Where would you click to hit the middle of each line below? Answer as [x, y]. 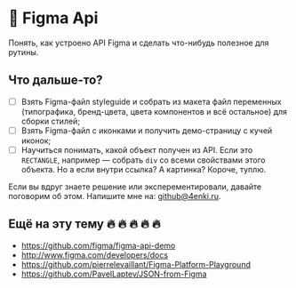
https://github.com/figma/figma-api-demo [98, 245]
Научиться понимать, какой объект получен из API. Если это [137, 149]
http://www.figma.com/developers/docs [95, 255]
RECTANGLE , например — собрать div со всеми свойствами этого [143, 160]
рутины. [24, 52]
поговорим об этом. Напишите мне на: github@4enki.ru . [115, 196]
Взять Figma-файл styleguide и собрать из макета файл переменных [151, 101]
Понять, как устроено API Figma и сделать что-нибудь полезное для [139, 43]
